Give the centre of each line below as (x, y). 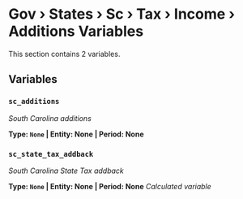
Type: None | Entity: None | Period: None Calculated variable (110, 186)
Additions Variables (76, 31)
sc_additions (34, 102)
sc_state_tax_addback (51, 154)
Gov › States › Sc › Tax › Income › (122, 14)
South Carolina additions (50, 118)
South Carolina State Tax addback (66, 171)
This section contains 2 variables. (64, 54)
